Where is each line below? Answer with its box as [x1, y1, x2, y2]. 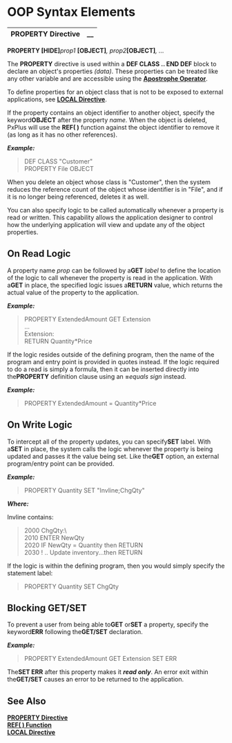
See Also [7, 695, 46, 707]
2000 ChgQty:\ [23, 526, 67, 535]
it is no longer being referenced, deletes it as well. [7, 192, 149, 201]
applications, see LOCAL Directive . [7, 95, 107, 103]
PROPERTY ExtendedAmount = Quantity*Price [23, 399, 157, 407]
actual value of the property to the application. [7, 288, 139, 297]
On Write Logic [7, 419, 72, 431]
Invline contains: [7, 513, 54, 521]
